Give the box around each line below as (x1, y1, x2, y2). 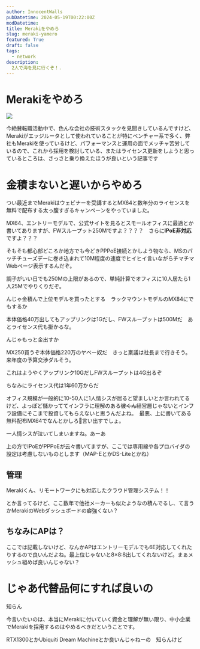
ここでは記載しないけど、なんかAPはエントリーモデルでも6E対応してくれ (6, 543, 187, 550)
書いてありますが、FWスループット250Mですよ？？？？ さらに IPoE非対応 (6, 227, 192, 235)
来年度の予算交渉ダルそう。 (6, 356, 75, 364)
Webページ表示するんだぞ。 (6, 262, 75, 269)
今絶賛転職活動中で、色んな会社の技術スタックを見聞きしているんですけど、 (6, 125, 195, 132)
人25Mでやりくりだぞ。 (6, 283, 65, 290)
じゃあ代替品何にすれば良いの (6, 582, 154, 595)
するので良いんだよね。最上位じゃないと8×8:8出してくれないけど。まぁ (11, 551, 189, 558)
